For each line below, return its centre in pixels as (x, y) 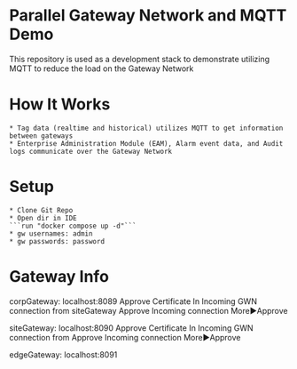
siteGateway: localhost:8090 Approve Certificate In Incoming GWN (132, 328)
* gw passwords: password (57, 241)
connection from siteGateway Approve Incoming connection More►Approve (148, 310)
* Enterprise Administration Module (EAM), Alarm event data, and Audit (146, 143)
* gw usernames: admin (51, 233)
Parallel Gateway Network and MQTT (148, 16)
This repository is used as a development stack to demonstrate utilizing (140, 59)
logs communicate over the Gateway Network (91, 151)
